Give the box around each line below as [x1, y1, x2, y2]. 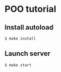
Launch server [4, 49, 51, 58]
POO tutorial [4, 3, 57, 15]
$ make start [4, 63, 32, 68]
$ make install [4, 36, 36, 41]
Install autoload [4, 23, 54, 32]
